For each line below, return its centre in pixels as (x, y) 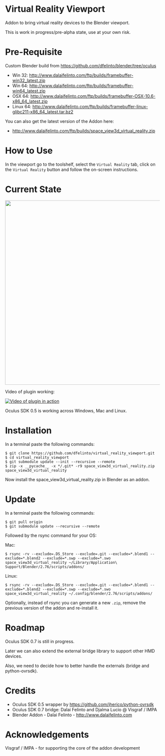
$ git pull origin (24, 522)
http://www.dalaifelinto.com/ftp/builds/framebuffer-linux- (90, 106)
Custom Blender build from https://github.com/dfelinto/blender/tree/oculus (81, 65)
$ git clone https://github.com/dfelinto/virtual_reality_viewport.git (80, 453)
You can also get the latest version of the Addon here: (60, 121)
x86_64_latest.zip (30, 101)
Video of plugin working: (30, 391)
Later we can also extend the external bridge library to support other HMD (80, 651)
